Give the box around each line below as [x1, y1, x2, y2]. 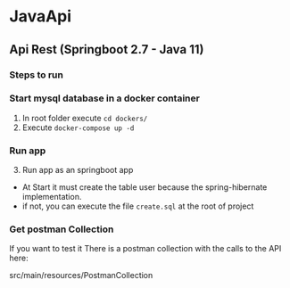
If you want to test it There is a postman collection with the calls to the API [9, 243, 282, 254]
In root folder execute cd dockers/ [21, 112, 148, 123]
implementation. [21, 192, 82, 202]
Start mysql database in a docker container [9, 92, 201, 104]
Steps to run [9, 69, 64, 81]
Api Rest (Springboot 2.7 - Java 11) [9, 42, 204, 57]
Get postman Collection [9, 223, 114, 235]
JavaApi [9, 6, 72, 27]
